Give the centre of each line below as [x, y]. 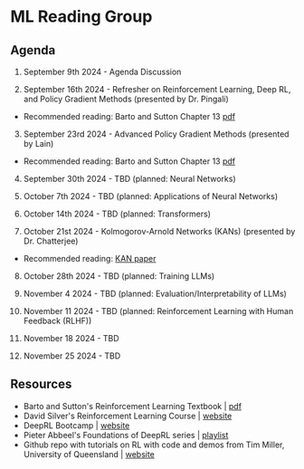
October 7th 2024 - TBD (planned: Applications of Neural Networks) [151, 196]
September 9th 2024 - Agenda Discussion [102, 72]
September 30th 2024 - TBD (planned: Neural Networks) [129, 179]
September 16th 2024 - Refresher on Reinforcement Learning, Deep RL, [157, 89]
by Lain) [38, 144]
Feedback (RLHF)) [57, 321]
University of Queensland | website [89, 454]
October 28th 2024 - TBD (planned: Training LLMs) [119, 276]
